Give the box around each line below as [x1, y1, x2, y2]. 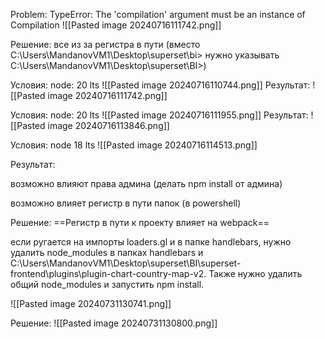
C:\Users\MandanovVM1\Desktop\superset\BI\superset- [10, 257, 242, 269]
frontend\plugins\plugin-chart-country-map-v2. [10, 268, 207, 279]
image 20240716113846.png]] [47, 120, 170, 131]
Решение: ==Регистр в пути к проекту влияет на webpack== [10, 217, 270, 228]
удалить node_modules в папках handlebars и [10, 247, 204, 258]
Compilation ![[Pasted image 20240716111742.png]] [10, 19, 222, 31]
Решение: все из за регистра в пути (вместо [10, 39, 201, 50]
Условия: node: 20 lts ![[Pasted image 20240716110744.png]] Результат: [10, 79, 311, 91]
